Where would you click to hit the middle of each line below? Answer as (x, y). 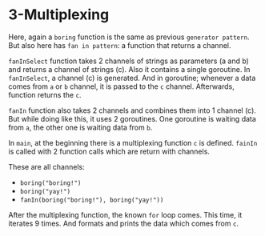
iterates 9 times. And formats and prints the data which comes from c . (123, 223)
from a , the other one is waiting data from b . (80, 127)
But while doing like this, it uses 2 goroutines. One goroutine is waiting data (132, 118)
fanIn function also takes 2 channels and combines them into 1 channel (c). (132, 110)
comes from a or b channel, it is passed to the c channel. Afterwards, (121, 86)
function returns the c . (45, 94)
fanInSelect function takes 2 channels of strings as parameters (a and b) (129, 61)
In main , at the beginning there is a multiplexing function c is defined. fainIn (133, 142)
